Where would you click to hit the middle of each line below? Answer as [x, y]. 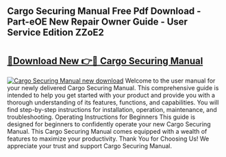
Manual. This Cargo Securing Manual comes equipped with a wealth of [107, 131]
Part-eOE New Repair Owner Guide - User [98, 22]
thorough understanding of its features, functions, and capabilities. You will [113, 102]
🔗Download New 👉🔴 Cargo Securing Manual [105, 61]
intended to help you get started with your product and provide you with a [111, 95]
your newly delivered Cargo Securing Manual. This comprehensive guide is [113, 88]
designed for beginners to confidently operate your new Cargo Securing [109, 124]
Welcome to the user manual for [170, 81]
